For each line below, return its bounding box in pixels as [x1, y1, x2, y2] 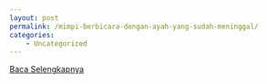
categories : [9, 30, 55, 39]
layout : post [9, 13, 59, 23]
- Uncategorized [26, 38, 88, 48]
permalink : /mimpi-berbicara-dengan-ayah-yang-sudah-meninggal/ [9, 22, 259, 31]
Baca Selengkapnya [9, 64, 85, 75]
